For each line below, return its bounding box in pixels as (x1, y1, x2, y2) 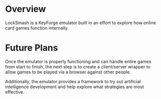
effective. (5, 89, 25, 95)
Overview (5, 3, 46, 15)
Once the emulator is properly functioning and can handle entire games (5, 58, 152, 65)
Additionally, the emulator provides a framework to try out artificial (5, 78, 141, 84)
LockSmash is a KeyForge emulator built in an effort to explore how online (5, 20, 157, 26)
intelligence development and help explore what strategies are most (5, 84, 144, 90)
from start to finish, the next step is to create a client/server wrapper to (5, 64, 151, 69)
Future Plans (5, 42, 58, 54)
